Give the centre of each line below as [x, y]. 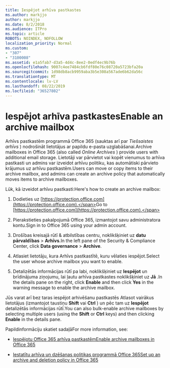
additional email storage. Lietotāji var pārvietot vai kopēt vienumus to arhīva [85, 158]
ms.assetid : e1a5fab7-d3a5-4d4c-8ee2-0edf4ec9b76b [60, 62]
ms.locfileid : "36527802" [33, 91]
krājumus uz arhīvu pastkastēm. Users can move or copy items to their [79, 168]
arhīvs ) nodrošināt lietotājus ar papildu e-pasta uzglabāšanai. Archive [79, 147]
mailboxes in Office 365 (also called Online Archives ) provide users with [82, 152]
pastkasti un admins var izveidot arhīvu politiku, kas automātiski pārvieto [82, 163]
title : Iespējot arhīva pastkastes [43, 10]
